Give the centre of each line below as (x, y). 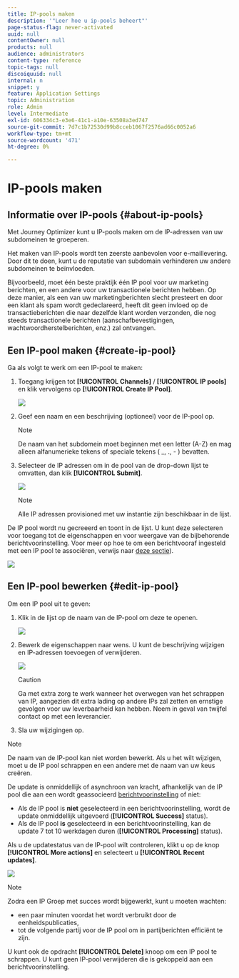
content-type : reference (44, 61)
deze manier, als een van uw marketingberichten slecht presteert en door (115, 298)
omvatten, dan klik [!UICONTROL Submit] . (80, 473)
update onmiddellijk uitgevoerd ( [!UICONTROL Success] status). (113, 816)
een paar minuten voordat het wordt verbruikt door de (97, 914)
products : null (30, 47)
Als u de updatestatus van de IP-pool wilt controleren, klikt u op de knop (113, 844)
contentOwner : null (36, 41)
